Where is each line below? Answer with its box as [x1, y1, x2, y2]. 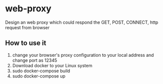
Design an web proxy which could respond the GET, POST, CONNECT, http [5, 19, 159, 25]
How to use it [5, 39, 47, 47]
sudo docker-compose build [12, 68, 70, 74]
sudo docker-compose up [12, 73, 65, 79]
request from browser [5, 24, 50, 30]
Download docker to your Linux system [12, 62, 93, 68]
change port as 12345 [12, 57, 57, 63]
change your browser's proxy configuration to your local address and [12, 52, 154, 58]
